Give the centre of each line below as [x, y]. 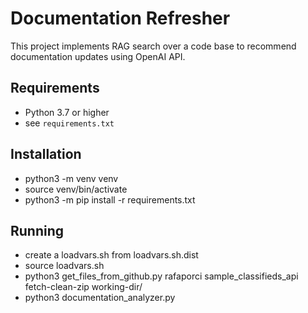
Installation [46, 154]
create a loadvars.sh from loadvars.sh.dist [111, 255]
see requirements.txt [69, 123]
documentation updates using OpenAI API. [98, 56]
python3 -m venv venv [71, 178]
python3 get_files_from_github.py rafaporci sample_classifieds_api [161, 276]
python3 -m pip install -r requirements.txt [110, 199]
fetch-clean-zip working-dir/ [83, 287]
